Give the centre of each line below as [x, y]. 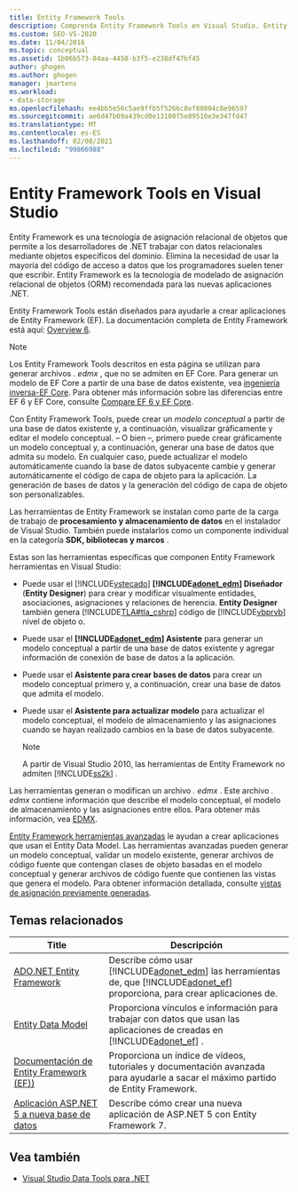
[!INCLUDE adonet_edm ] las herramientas [195, 971]
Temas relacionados [67, 920]
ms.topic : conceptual [49, 51]
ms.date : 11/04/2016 [47, 42]
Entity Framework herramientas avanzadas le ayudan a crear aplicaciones [144, 836]
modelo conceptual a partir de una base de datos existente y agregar [148, 648]
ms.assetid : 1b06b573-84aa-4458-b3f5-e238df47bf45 [105, 59]
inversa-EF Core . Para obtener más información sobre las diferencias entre [146, 392]
